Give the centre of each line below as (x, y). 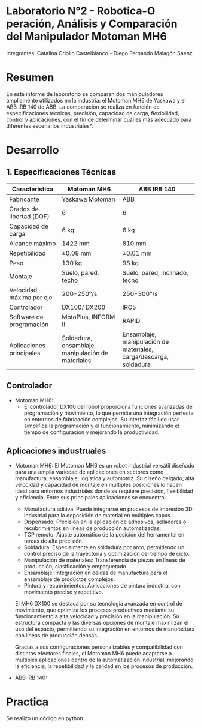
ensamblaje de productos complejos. (69, 579)
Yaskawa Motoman (89, 199)
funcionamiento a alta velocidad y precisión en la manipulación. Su (97, 616)
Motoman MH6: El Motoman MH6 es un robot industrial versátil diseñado (104, 465)
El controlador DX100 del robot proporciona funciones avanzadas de (108, 406)
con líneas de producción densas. (57, 635)
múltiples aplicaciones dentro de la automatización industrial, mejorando (104, 660)
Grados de (24, 209)
